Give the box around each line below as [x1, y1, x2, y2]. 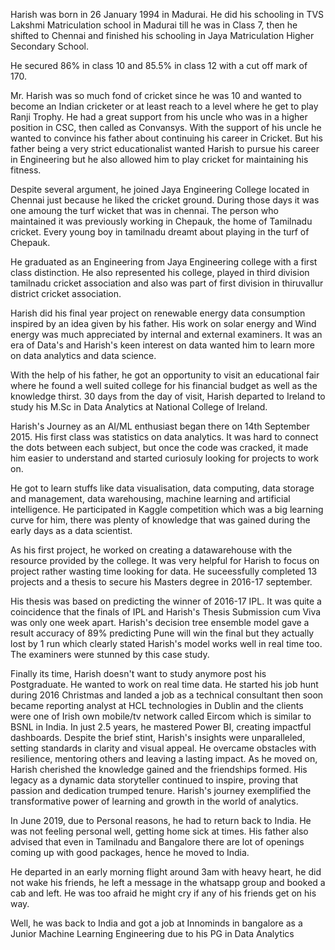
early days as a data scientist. [10, 525, 133, 536]
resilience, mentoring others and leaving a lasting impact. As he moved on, [10, 753, 318, 764]
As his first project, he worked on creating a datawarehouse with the [10, 544, 293, 556]
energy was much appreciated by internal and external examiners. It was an [10, 329, 323, 340]
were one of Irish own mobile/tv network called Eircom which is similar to [10, 710, 312, 722]
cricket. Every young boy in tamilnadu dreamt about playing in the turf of [10, 226, 310, 238]
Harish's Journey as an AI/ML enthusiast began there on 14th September [10, 420, 310, 432]
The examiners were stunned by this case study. [10, 649, 210, 660]
